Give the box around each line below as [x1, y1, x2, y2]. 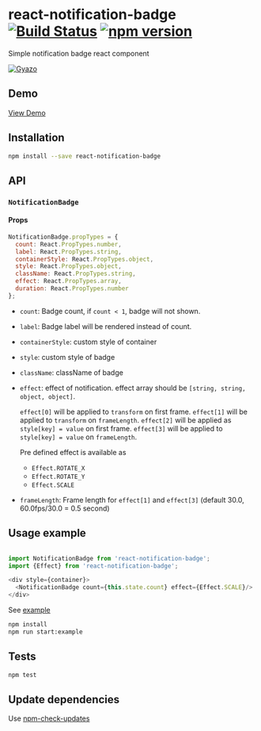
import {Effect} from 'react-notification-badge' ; [8, 561, 179, 570]
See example [8, 605, 51, 615]
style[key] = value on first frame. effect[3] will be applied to [19, 423, 223, 433]
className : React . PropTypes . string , [15, 270, 136, 278]
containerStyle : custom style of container [19, 337, 157, 346]
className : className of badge [19, 367, 124, 377]
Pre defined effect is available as [19, 447, 127, 457]
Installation [8, 131, 65, 144]
